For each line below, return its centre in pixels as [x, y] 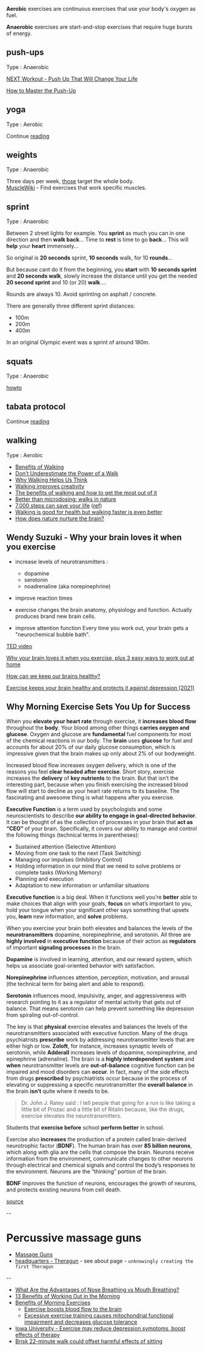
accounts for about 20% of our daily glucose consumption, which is [91, 747]
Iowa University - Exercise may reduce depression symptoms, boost [100, 1329]
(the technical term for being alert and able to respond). [76, 984]
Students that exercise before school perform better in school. [85, 1128]
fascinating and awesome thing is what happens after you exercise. [90, 797]
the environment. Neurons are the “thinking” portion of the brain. [87, 1172]
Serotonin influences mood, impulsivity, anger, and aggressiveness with [96, 996]
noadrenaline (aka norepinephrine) [67, 586]
